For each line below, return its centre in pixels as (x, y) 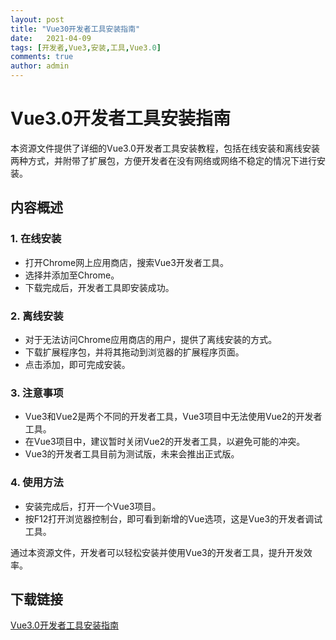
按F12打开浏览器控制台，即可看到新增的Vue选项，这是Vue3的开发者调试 (173, 518)
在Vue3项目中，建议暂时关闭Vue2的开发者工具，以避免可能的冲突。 (165, 442)
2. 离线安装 (37, 316)
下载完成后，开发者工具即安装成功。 (99, 287)
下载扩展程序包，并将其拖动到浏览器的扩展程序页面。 (134, 352)
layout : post (37, 19)
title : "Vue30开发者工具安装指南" (75, 29)
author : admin (40, 66)
